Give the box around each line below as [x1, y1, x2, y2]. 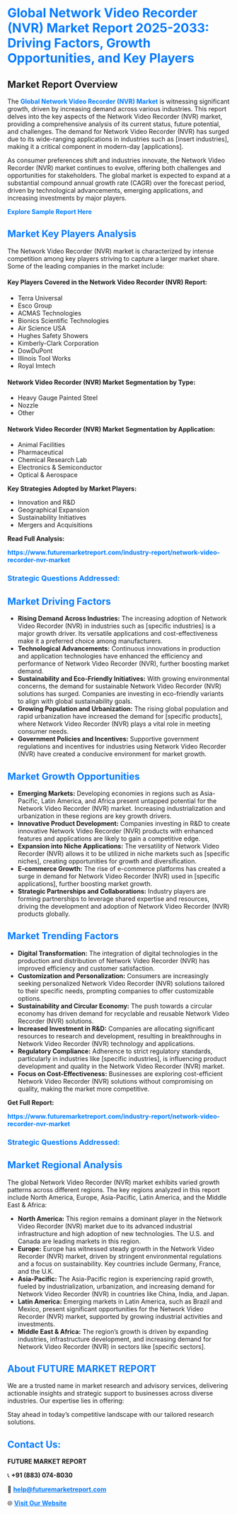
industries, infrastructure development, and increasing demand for [17, 1335, 212, 1343]
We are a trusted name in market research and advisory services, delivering [7, 1381, 229, 1390]
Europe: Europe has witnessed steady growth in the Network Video [17, 1244, 214, 1252]
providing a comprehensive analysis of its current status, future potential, [7, 120, 221, 128]
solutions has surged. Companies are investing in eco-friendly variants [17, 690, 224, 698]
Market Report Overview [7, 78, 118, 90]
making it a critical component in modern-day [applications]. [7, 142, 184, 150]
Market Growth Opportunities [7, 770, 140, 783]
